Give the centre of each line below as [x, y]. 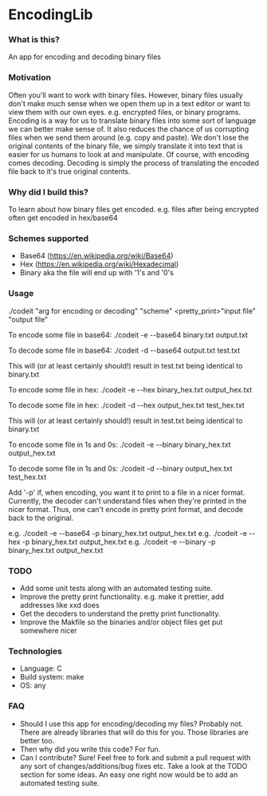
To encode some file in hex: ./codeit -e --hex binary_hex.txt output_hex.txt [130, 389]
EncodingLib [51, 15]
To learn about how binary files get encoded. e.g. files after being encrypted [133, 210]
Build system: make [52, 677]
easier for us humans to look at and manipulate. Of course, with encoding [129, 154]
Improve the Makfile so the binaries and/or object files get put [121, 622]
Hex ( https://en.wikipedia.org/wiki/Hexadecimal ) [99, 264]
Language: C [41, 668]
